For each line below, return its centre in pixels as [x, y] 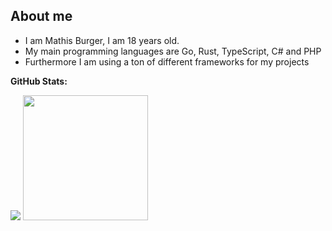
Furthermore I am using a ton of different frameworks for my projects [167, 61]
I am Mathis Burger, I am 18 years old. [102, 40]
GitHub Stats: [39, 81]
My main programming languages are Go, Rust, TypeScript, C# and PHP [173, 51]
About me [41, 16]
